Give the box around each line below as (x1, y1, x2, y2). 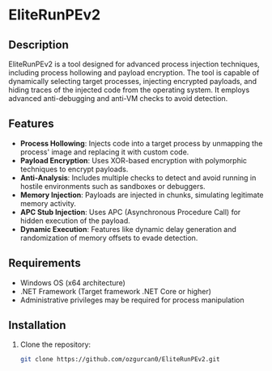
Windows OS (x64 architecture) (19, 277, 125, 288)
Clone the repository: (19, 339, 91, 349)
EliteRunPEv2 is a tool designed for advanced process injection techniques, (8, 59, 261, 69)
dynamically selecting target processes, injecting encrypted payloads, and (8, 77, 257, 86)
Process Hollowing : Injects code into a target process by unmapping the (19, 138, 263, 148)
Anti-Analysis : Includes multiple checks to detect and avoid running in (19, 172, 257, 183)
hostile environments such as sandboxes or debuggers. (19, 181, 206, 191)
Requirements (8, 256, 81, 270)
